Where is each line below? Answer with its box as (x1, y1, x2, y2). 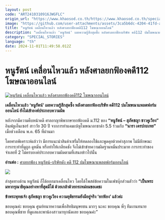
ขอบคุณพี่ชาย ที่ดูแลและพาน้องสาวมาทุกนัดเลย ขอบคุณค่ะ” (5, 209, 98, 215)
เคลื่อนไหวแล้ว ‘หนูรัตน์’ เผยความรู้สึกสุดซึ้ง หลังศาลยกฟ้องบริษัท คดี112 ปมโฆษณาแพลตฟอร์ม (5, 102, 157, 108)
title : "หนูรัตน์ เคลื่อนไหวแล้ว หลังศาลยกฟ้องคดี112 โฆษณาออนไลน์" (5, 26, 114, 30)
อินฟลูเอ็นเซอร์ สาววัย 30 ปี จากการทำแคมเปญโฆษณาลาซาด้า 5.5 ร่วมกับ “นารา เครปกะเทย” (5, 123, 156, 129)
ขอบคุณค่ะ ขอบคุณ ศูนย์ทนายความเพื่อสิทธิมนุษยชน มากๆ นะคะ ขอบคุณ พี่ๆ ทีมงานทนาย (5, 203, 147, 209)
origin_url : (5, 16, 29, 21)
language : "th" (5, 39, 36, 44)
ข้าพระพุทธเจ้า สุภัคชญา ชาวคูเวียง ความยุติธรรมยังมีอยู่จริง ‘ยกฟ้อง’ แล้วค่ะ (5, 193, 123, 199)
